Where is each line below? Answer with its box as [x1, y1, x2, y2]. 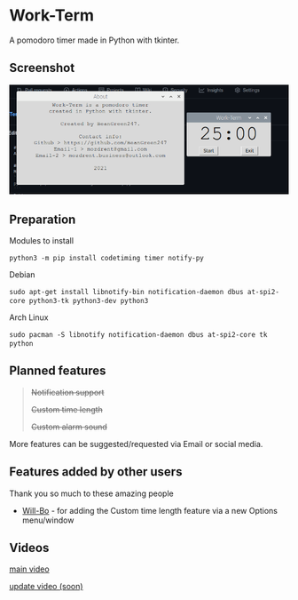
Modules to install [9, 235, 74, 245]
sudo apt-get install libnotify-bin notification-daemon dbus [9, 287, 244, 296]
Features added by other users [9, 464, 183, 480]
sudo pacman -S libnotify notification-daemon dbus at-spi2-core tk [9, 330, 268, 339]
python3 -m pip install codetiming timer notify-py [9, 253, 204, 262]
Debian [9, 268, 35, 280]
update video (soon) [9, 581, 83, 592]
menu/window [21, 515, 74, 525]
